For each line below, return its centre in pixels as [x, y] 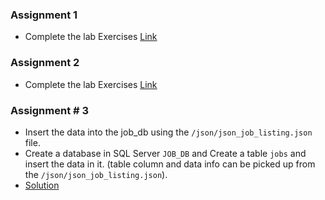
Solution [42, 185]
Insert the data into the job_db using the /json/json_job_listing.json [168, 132]
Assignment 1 [44, 15]
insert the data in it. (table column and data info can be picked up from [170, 164]
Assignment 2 [45, 63]
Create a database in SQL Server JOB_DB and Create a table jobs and [165, 153]
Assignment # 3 [50, 110]
